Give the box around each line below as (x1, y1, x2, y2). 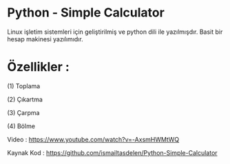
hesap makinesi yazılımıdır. (7, 34, 84, 43)
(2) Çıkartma (7, 95, 43, 103)
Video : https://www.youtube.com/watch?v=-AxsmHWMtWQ (7, 135, 180, 143)
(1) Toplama (7, 81, 41, 90)
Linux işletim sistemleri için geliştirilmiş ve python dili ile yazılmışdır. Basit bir (7, 28, 223, 36)
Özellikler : (7, 59, 70, 75)
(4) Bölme (7, 122, 36, 130)
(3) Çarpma (7, 108, 40, 116)
